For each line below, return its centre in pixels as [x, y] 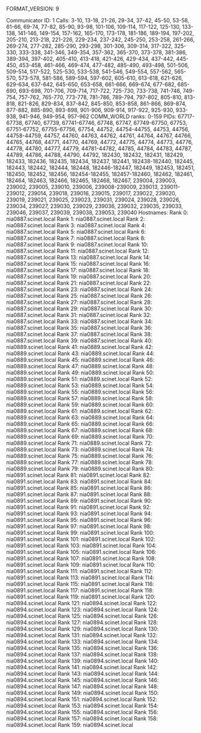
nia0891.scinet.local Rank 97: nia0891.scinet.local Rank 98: [79, 526]
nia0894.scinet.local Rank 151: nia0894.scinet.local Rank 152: [82, 699]
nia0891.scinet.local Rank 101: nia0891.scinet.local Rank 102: [81, 539]
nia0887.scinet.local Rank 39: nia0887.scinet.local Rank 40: [79, 341]
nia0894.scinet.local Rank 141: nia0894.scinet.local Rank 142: [82, 667]
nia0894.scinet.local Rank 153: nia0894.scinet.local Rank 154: [82, 706]
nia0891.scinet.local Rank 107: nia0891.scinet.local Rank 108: [81, 558]
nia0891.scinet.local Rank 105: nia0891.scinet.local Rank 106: [82, 552]
